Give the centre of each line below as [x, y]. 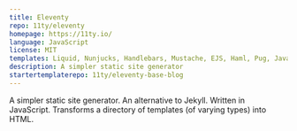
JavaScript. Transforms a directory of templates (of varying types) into [138, 109]
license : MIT [33, 50]
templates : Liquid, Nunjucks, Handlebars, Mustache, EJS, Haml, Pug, [140, 58]
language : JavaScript [49, 42]
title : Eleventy [39, 17]
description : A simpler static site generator [96, 67]
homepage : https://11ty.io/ [61, 34]
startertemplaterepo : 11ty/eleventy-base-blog [96, 75]
